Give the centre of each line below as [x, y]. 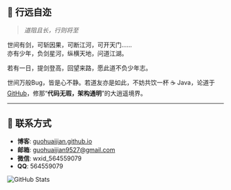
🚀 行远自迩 [29, 12]
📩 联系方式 [29, 123]
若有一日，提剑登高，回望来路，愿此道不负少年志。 [79, 68]
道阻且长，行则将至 [51, 30]
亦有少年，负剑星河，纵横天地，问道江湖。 [67, 53]
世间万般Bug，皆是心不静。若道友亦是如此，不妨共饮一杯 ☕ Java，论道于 [111, 82]
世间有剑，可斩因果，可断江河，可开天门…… [70, 45]
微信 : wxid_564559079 [49, 158]
